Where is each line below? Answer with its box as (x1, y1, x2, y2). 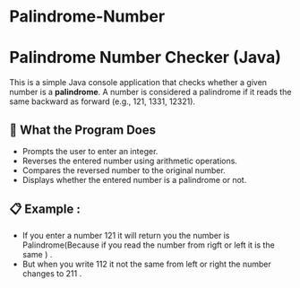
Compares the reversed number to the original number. (21, 164, 226, 176)
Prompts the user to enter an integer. (21, 145, 159, 156)
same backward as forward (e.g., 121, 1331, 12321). (9, 96, 195, 107)
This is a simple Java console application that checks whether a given (9, 77, 267, 88)
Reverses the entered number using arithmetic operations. (21, 155, 237, 166)
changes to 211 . (21, 267, 82, 279)
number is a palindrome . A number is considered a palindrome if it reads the (9, 87, 292, 98)
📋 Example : (9, 202, 81, 217)
